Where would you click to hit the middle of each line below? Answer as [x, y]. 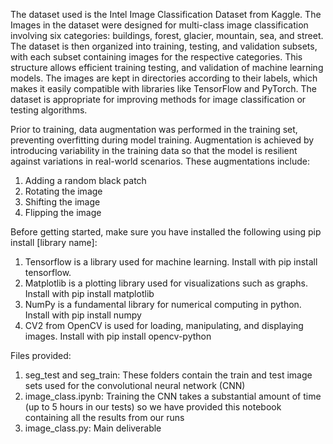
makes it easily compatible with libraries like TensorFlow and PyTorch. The [163, 88]
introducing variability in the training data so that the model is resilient [154, 150]
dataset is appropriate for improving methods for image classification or [158, 99]
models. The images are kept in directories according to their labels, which [164, 78]
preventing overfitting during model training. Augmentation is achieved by [162, 140]
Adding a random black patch [85, 180]
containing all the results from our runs [104, 417]
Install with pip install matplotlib [89, 293]
